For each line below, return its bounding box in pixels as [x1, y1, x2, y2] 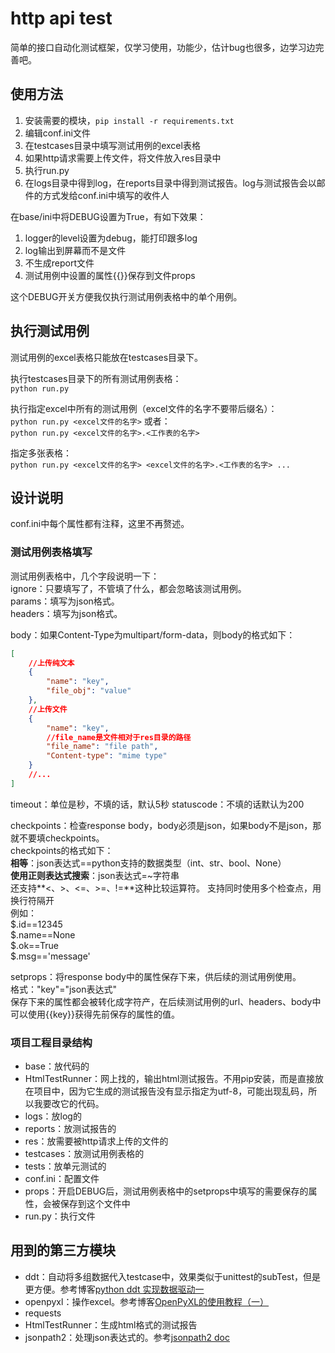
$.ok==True [10, 939, 59, 951]
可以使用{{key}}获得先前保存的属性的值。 [10, 1008, 180, 1020]
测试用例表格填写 [10, 545, 93, 559]
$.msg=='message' [10, 950, 91, 962]
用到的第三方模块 [10, 1242, 116, 1259]
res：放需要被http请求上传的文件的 [24, 1135, 169, 1147]
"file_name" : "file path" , [46, 742, 159, 752]
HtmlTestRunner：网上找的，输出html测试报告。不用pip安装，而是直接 [24, 1073, 316, 1085]
